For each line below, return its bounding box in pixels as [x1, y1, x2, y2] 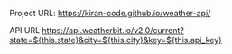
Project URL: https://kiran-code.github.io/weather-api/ [9, 8, 211, 18]
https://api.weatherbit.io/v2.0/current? [42, 25, 185, 35]
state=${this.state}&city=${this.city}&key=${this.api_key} [9, 35, 223, 45]
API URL [9, 25, 41, 35]
